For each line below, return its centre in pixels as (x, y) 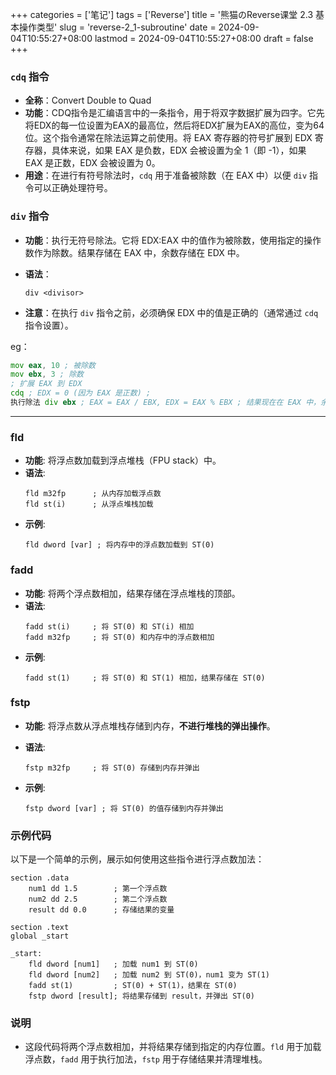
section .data (40, 878)
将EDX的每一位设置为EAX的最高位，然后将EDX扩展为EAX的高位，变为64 (174, 125)
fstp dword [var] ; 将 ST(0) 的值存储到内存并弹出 (124, 808)
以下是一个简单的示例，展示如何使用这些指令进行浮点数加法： (137, 859)
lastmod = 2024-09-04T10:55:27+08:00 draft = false (204, 38)
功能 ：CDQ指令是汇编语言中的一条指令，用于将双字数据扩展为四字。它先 (174, 113)
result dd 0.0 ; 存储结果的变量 (101, 910)
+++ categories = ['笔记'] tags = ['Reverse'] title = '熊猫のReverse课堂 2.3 (162, 14)
